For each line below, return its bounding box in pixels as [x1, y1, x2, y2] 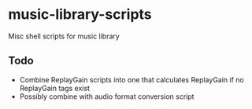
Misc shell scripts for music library [8, 31, 120, 41]
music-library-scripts [8, 5, 152, 24]
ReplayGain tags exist [19, 83, 91, 93]
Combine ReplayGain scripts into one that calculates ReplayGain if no [19, 74, 244, 84]
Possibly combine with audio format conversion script [19, 92, 195, 101]
